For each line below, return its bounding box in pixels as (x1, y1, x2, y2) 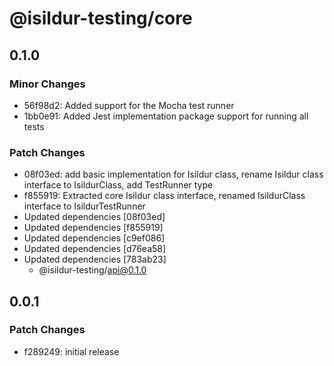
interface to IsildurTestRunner (23, 200, 146, 212)
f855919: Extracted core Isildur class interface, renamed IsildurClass (23, 190, 306, 202)
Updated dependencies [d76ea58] (23, 243, 167, 255)
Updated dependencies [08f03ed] (23, 211, 166, 223)
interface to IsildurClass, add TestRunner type (23, 179, 214, 191)
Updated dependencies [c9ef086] (23, 232, 166, 244)
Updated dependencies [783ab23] (23, 253, 167, 266)
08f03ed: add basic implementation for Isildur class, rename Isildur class (23, 168, 324, 181)
